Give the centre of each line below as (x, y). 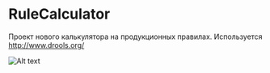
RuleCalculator (59, 14)
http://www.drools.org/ (46, 45)
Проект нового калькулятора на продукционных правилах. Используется (135, 36)
